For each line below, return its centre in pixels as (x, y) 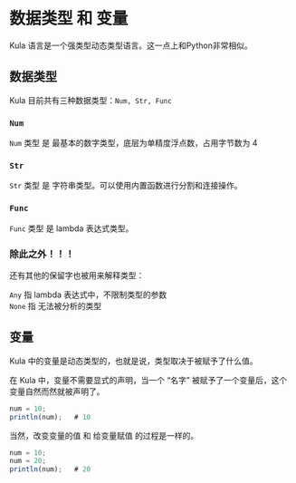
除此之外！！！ (42, 254)
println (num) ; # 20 (50, 469)
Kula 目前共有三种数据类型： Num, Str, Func (91, 100)
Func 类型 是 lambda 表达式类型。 (72, 228)
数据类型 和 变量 (69, 19)
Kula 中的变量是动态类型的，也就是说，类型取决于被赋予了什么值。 (134, 361)
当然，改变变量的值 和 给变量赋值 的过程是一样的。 (104, 435)
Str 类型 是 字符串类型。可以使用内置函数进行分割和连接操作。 (126, 186)
